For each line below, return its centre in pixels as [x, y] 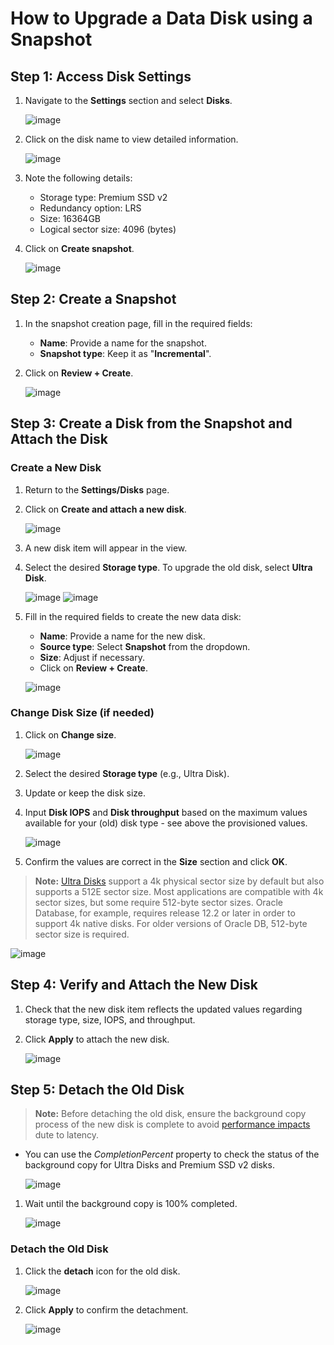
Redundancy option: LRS [90, 208]
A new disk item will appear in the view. [106, 548]
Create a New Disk [56, 468]
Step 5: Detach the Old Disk [97, 1090]
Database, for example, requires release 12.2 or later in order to [165, 913]
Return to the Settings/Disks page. [97, 489]
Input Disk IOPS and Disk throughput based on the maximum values [166, 812]
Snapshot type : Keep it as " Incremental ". [125, 353]
